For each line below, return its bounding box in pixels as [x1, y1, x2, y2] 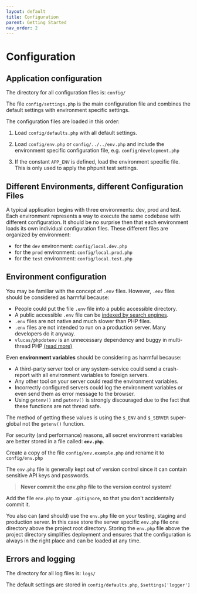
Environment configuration [6, 272, 107, 282]
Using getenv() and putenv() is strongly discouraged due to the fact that [14, 396, 190, 403]
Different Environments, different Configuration [6, 181, 184, 191]
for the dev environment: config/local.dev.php [14, 243, 128, 250]
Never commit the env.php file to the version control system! [20, 483, 172, 490]
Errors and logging [6, 554, 76, 564]
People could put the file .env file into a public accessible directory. [14, 305, 178, 312]
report [14, 371, 30, 378]
